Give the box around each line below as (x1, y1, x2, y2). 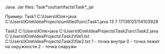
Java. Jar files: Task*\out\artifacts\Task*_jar (5, 4, 95, 10)
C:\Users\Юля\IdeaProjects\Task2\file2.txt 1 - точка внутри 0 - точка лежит (5, 38, 160, 44)
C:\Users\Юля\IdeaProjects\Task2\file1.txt (5, 34, 90, 39)
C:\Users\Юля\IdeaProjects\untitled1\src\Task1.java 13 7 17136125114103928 (5, 19, 159, 24)
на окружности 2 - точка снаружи (5, 44, 77, 49)
